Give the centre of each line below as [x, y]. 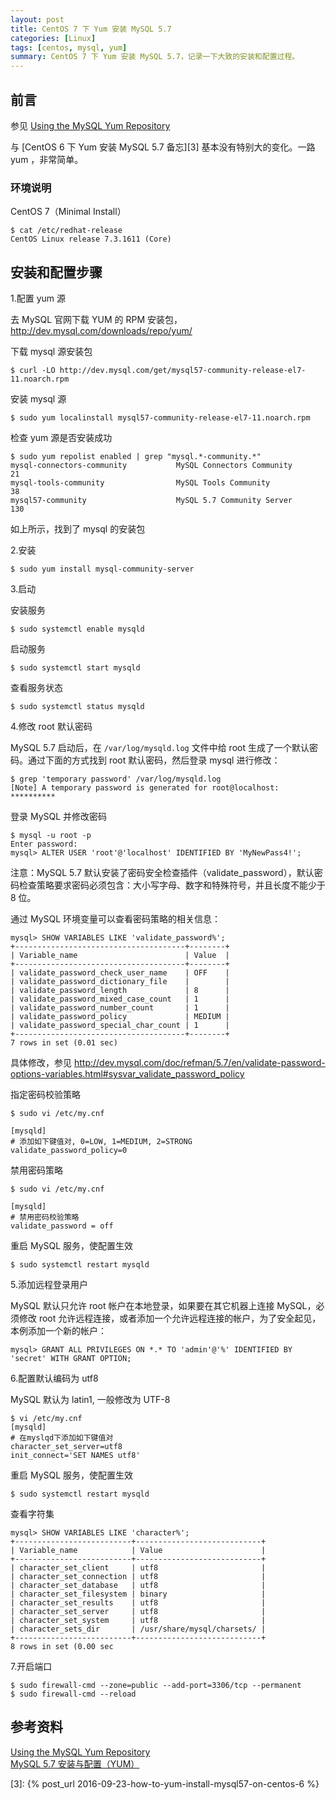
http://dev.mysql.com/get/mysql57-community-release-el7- [183, 371]
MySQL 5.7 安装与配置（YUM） [75, 1763]
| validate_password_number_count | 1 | [120, 1008]
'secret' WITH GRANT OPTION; [71, 1359]
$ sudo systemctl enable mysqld [77, 629]
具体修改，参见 [41, 1063]
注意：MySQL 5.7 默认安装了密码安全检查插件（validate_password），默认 [162, 873]
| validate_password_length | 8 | [120, 991]
